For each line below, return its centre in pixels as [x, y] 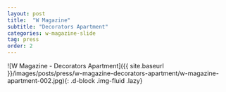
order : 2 [20, 46]
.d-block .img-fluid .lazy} [106, 80]
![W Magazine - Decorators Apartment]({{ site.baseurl [86, 66]
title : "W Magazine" [39, 20]
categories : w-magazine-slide [52, 33]
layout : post [26, 14]
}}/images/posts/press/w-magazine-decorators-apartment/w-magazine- [113, 73]
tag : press [23, 40]
